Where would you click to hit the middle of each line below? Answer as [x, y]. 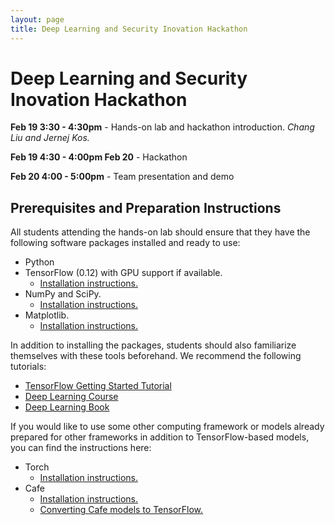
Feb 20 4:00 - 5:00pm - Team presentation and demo [122, 177]
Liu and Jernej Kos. [50, 138]
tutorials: [28, 367]
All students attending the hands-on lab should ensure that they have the [160, 232]
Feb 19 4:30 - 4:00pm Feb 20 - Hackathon [99, 157]
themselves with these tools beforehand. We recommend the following [156, 356]
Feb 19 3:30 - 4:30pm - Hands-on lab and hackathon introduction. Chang [162, 127]
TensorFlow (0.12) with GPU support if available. [123, 273]
